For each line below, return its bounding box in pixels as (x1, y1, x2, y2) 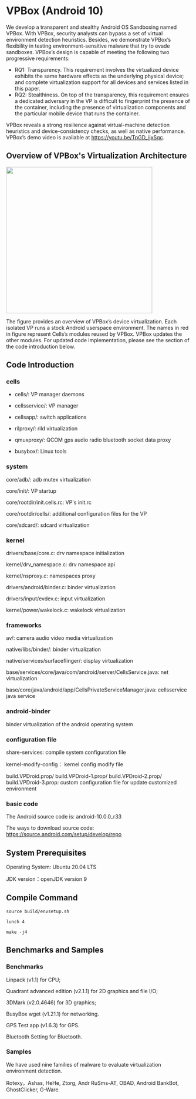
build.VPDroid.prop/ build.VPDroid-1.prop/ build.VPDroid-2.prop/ (6, 772, 163, 780)
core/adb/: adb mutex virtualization (6, 476, 91, 483)
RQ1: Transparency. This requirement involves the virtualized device (14, 66, 179, 73)
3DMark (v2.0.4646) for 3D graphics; (6, 998, 97, 1006)
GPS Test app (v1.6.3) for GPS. (6, 1021, 80, 1028)
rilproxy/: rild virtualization (14, 425, 78, 432)
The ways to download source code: (6, 824, 94, 831)
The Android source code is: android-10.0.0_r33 (6, 813, 122, 820)
